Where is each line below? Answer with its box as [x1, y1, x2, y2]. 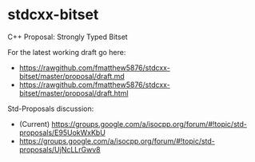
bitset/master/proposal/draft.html [18, 88, 129, 97]
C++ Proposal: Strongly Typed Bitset [7, 32, 129, 41]
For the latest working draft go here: [7, 47, 126, 57]
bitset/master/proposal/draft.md [18, 71, 125, 81]
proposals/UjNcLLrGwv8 [18, 144, 101, 154]
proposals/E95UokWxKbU [18, 128, 106, 137]
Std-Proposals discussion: [7, 104, 94, 113]
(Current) [18, 119, 50, 128]
